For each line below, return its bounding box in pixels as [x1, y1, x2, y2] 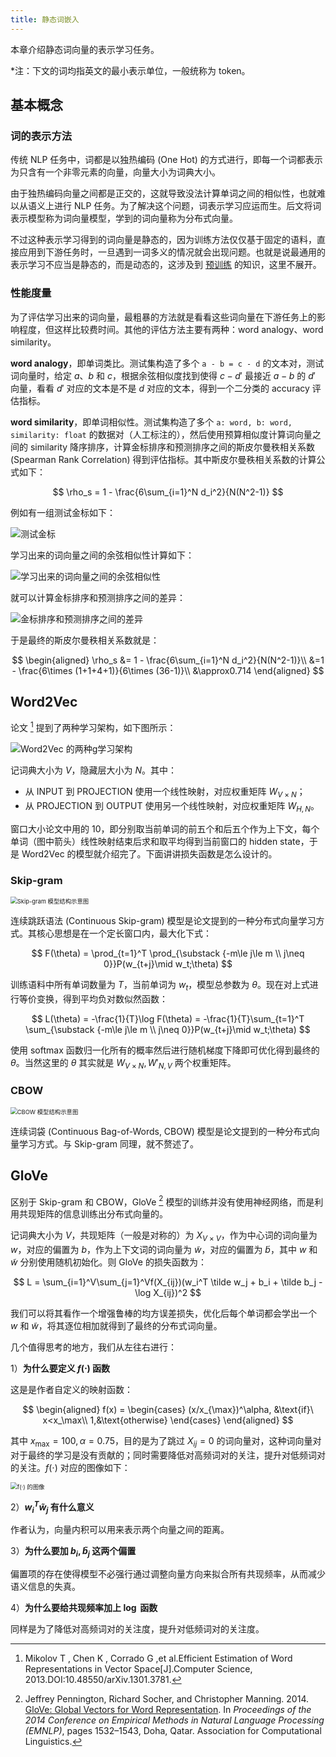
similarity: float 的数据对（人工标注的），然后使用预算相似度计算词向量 [10, 428, 313, 440]
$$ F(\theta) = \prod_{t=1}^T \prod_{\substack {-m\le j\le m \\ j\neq [31, 947, 305, 959]
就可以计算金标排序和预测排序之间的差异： [10, 591, 186, 603]
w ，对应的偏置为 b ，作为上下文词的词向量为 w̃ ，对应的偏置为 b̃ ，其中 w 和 [10, 1244, 318, 1256]
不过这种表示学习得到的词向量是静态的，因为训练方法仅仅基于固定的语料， [10, 234, 317, 246]
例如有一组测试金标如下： [10, 506, 116, 518]
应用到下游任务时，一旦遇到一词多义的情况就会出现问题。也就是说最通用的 [18, 246, 326, 258]
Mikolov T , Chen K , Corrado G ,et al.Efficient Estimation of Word [24, 1652, 293, 1665]
